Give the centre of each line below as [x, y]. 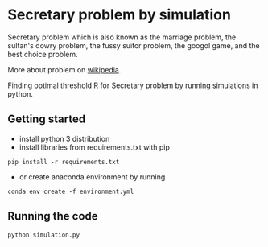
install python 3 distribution [64, 138]
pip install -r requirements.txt [64, 162]
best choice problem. [43, 54]
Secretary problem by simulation [119, 15]
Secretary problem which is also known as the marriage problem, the [122, 37]
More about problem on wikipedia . [64, 69]
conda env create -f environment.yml [71, 191]
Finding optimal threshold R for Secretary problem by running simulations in [133, 85]
